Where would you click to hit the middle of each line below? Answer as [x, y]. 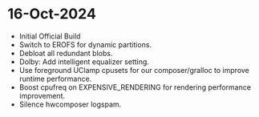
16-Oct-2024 [52, 14]
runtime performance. [55, 79]
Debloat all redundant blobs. [66, 53]
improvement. [42, 95]
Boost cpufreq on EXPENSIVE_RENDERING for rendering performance [135, 87]
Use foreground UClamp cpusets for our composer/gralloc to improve [134, 70]
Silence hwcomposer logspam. [70, 104]
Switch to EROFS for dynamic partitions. [85, 44]
